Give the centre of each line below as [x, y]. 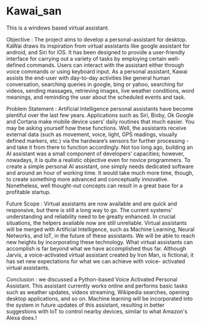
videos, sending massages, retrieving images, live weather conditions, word [100, 90]
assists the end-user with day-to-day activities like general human [88, 78]
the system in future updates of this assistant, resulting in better [85, 305]
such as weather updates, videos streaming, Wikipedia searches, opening [98, 292]
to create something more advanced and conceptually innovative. [88, 179]
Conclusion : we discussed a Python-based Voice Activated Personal [92, 279]
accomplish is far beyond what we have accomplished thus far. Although [96, 248]
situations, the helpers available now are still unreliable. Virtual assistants [97, 223]
